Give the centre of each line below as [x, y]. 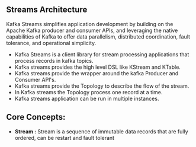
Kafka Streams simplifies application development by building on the [90, 24]
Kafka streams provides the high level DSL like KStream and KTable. [97, 67]
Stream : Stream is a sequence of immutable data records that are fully [101, 131]
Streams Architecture [47, 10]
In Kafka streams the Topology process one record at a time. [89, 92]
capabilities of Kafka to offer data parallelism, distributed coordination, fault [98, 36]
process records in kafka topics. [54, 60]
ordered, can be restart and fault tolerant [64, 138]
